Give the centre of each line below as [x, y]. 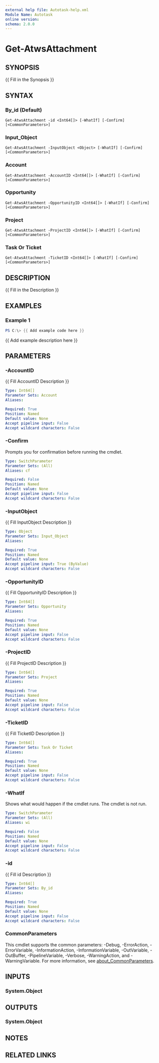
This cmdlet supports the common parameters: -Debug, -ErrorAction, [77, 944]
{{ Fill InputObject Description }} [38, 522]
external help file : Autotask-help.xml [47, 10]
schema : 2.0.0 [20, 24]
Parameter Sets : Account [31, 396]
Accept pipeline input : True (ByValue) [47, 564]
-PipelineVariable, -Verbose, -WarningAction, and [78, 955]
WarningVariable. [23, 961]
